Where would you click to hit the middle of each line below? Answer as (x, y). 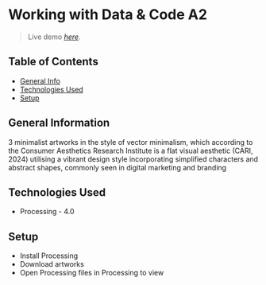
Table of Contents (54, 62)
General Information (59, 123)
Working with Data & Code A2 (108, 15)
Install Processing (49, 256)
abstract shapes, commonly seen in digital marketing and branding (118, 167)
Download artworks (52, 264)
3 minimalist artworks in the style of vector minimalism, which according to (131, 142)
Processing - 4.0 (47, 212)
